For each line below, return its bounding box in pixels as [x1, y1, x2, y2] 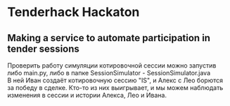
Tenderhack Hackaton [7, 4, 140, 20]
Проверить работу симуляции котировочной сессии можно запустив [7, 61, 217, 70]
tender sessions [7, 43, 79, 54]
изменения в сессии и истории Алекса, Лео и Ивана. [7, 91, 167, 99]
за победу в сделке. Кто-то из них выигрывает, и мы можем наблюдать [7, 84, 224, 91]
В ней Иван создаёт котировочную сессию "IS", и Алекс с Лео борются [7, 76, 224, 84]
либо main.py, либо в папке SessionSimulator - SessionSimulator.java [7, 69, 211, 77]
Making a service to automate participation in [7, 32, 211, 44]
